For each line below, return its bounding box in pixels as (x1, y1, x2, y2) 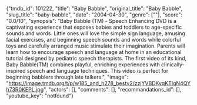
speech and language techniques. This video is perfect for (26, 67, 169, 74)
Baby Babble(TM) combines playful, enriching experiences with (6, 61, 160, 68)
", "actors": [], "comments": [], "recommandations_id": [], (43, 86, 182, 93)
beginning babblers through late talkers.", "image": (6, 73, 128, 80)
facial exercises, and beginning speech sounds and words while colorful (6, 36, 181, 43)
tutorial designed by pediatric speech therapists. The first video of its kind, (6, 55, 187, 62)
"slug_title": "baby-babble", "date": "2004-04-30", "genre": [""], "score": (6, 11, 183, 18)
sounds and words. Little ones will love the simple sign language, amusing (6, 30, 185, 37)
